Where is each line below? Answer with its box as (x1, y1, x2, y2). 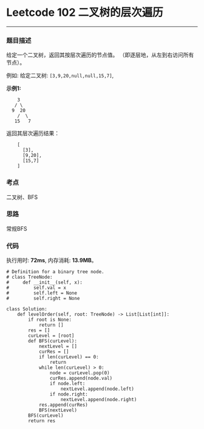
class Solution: (6, 306, 47, 312)
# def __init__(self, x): (6, 279, 83, 286)
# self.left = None (6, 290, 78, 296)
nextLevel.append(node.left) (60, 386, 135, 392)
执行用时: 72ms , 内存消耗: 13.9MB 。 (6, 257, 97, 264)
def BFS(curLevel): (28, 338, 78, 344)
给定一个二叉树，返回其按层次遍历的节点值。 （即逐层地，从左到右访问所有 (6, 51, 194, 58)
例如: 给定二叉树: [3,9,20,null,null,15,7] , (6, 72, 114, 79)
